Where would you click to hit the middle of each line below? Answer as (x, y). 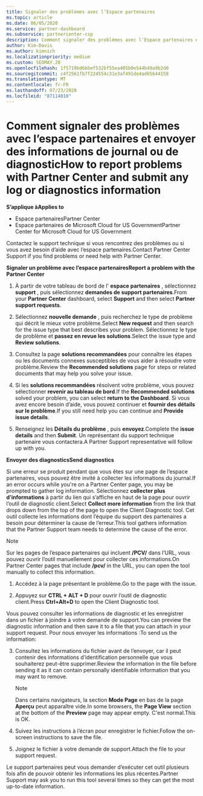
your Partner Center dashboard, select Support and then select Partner (105, 298)
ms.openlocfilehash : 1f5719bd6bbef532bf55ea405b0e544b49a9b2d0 (88, 68)
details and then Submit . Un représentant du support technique (95, 435)
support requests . (38, 305)
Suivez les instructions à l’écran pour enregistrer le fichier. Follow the (100, 731)
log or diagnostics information (84, 190)
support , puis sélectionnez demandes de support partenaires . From (101, 292)
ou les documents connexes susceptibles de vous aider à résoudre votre (105, 361)
